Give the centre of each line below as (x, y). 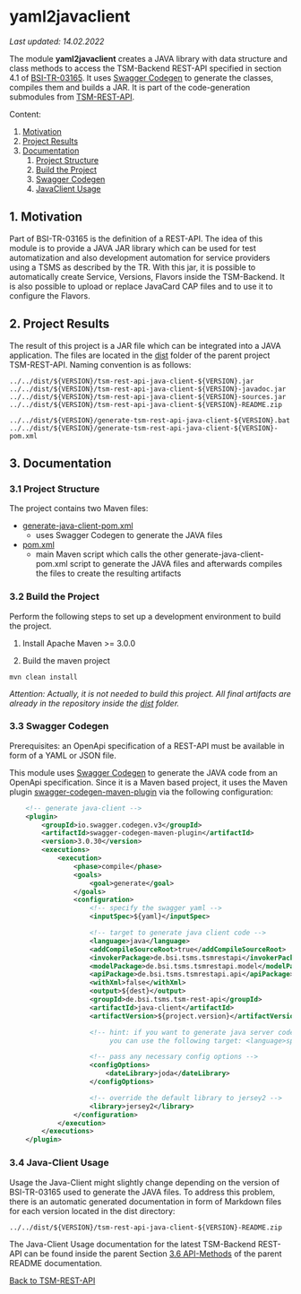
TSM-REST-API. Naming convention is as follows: (100, 364)
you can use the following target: (176, 1041)
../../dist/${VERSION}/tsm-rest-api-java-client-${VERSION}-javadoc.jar (148, 389)
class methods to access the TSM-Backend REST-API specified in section (146, 68)
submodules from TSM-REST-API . (72, 97)
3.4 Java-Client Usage (59, 1163)
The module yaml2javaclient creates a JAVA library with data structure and (149, 58)
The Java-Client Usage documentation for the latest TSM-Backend (133, 1244)
